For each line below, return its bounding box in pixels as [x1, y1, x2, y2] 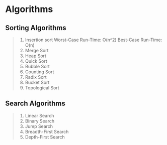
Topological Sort [25, 85, 59, 91]
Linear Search [25, 112, 54, 118]
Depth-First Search [25, 134, 65, 140]
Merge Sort [25, 48, 49, 53]
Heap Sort [25, 53, 47, 59]
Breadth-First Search [25, 128, 69, 134]
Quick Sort [25, 58, 48, 64]
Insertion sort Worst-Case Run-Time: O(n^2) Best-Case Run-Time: [25, 37, 162, 43]
